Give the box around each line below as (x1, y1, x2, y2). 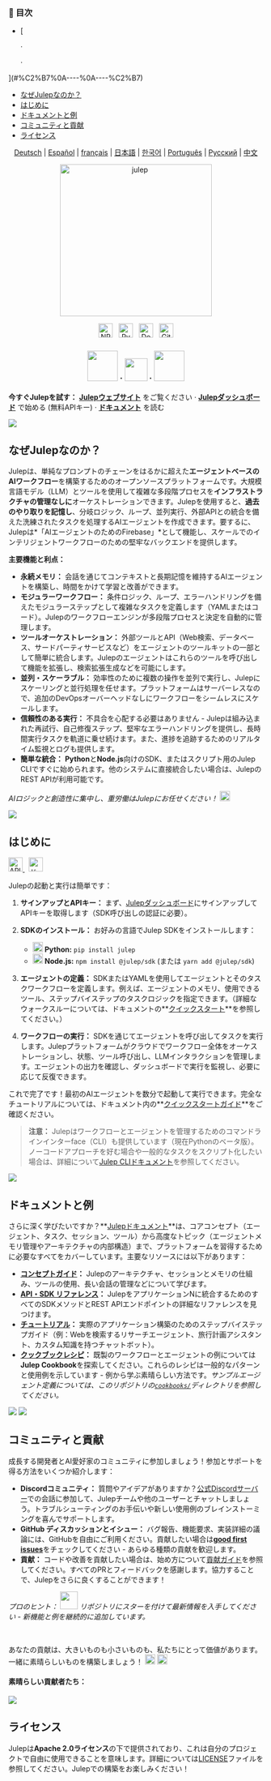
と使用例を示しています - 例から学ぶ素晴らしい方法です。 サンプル (19, 1370, 239, 1380)
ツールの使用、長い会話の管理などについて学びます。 (34, 1279, 211, 1289)
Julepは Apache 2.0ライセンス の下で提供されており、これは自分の (8, 1743, 229, 1753)
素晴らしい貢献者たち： (8, 1676, 87, 1687)
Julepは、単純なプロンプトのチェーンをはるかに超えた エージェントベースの (8, 466, 260, 476)
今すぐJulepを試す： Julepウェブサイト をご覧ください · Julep (8, 392, 218, 402)
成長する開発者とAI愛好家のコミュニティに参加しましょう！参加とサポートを (8, 1456, 263, 1466)
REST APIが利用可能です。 (19, 774, 108, 784)
